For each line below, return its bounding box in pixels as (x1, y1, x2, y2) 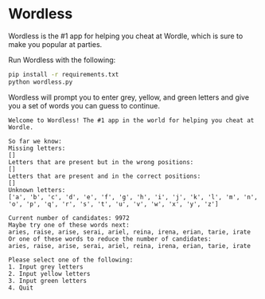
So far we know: (8, 137, 62, 145)
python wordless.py (8, 77, 73, 86)
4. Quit (8, 284, 34, 292)
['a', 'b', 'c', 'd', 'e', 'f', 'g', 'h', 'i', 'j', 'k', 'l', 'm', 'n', (8, 193, 259, 201)
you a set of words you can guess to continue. (8, 100, 161, 110)
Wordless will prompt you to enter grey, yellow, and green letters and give (8, 92, 249, 102)
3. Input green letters (8, 277, 88, 285)
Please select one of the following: (8, 256, 134, 264)
